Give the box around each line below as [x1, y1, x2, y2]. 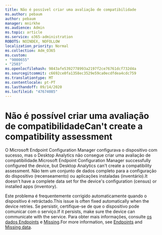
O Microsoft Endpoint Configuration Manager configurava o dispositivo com [5, 147, 158, 153]
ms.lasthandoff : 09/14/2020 [5, 84, 62, 90]
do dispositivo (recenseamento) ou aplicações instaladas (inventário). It [5, 173, 148, 179]
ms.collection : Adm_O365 [5, 48, 56, 53]
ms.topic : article [5, 30, 42, 35]
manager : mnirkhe [5, 21, 40, 26]
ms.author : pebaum [5, 12, 42, 17]
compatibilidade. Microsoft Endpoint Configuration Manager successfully [5, 158, 151, 164]
